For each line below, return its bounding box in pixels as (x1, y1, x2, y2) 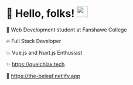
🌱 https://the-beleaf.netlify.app (6, 72, 81, 79)
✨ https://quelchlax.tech (6, 61, 65, 68)
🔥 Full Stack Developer (6, 37, 62, 44)
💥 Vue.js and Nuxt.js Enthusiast (6, 49, 83, 56)
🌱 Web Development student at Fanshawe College (6, 26, 127, 33)
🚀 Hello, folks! (6, 7, 75, 20)
